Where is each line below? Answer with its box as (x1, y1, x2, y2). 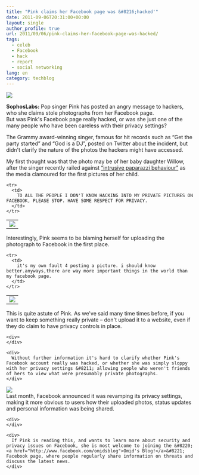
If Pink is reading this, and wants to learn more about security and (11, 437, 191, 444)
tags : (6, 36, 20, 42)
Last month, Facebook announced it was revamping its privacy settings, (6, 393, 183, 400)
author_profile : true (6, 25, 60, 32)
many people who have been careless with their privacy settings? (6, 122, 167, 129)
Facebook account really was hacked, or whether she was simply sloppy (6, 360, 188, 366)
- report (11, 59, 33, 65)
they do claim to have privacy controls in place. (6, 323, 122, 330)
